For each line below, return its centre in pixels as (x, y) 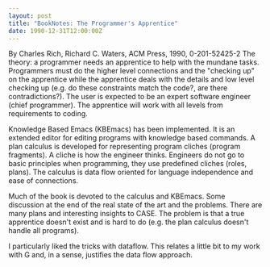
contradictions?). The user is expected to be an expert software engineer (130, 97)
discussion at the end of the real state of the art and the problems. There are (135, 205)
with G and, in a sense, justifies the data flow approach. (101, 255)
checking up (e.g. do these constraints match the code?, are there (118, 88)
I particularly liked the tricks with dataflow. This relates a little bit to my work (134, 246)
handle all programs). (44, 231)
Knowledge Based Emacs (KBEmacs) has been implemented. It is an (122, 129)
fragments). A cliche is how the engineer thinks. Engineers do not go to (127, 155)
